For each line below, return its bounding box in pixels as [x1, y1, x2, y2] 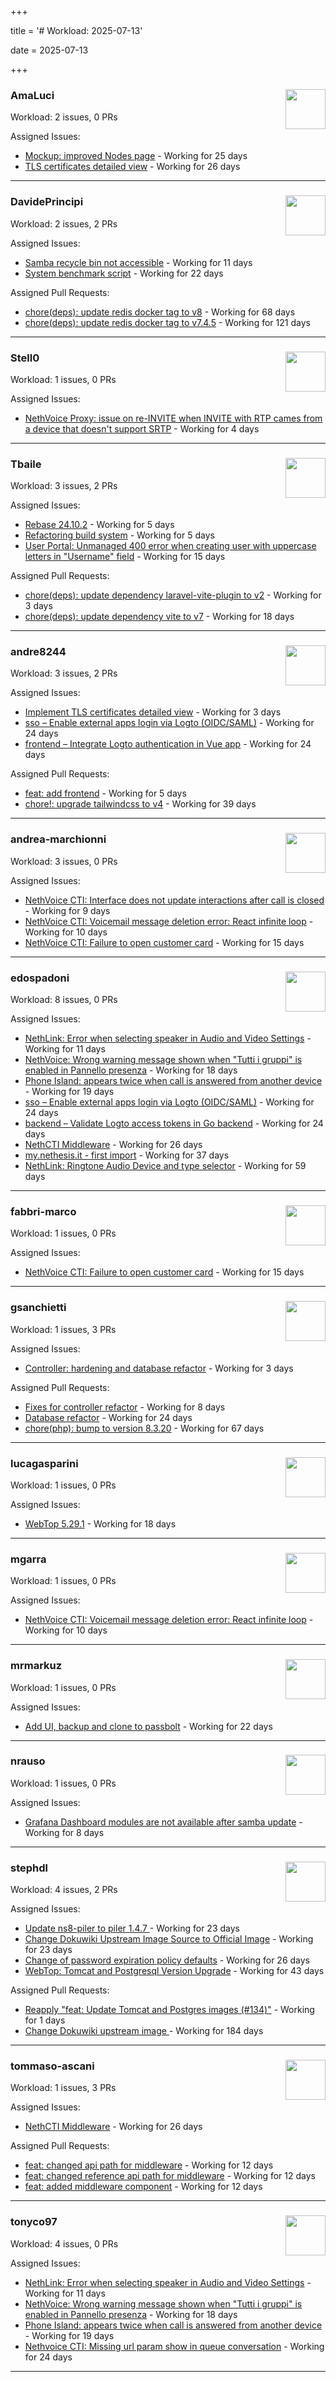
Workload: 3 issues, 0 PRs [10, 855, 118, 867]
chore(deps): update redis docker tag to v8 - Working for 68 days [24, 306, 296, 318]
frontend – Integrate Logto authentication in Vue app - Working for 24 [24, 738, 312, 750]
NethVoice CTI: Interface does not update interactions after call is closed [24, 894, 325, 906]
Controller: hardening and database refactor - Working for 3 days [24, 1362, 294, 1374]
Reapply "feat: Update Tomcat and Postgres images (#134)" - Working [24, 2004, 315, 2016]
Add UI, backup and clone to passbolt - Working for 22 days [24, 1720, 273, 1732]
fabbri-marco [10, 1205, 77, 1218]
